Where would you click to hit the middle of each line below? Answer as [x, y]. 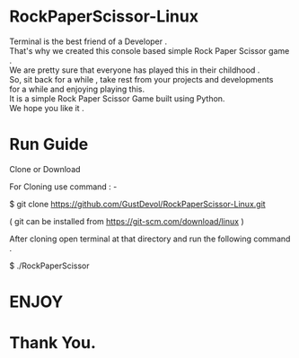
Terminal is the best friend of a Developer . [88, 41]
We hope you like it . [47, 108]
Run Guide [49, 144]
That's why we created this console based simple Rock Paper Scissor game [149, 50]
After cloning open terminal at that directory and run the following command [150, 239]
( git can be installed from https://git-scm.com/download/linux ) [127, 221]
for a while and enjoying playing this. [77, 89]
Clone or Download [45, 169]
